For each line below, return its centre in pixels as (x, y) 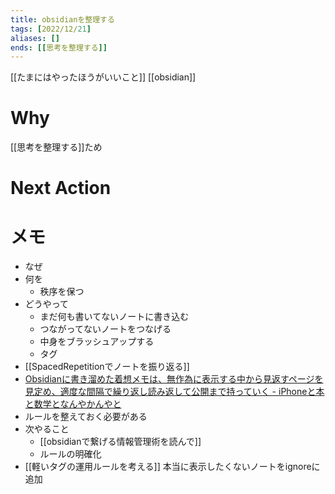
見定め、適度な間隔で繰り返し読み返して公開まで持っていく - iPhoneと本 (174, 392)
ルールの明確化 (70, 454)
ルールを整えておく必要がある (86, 417)
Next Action (61, 188)
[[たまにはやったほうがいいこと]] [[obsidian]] (103, 77)
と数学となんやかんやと (73, 404)
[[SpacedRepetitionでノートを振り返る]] (107, 367)
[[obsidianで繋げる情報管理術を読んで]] (120, 442)
